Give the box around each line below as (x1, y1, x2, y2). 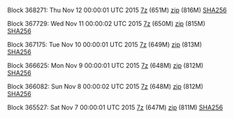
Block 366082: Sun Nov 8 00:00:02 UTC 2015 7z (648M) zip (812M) (7, 82, 204, 90)
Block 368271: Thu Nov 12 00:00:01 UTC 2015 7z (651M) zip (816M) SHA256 (7, 6, 227, 14)
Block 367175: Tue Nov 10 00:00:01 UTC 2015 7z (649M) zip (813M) (7, 40, 203, 48)
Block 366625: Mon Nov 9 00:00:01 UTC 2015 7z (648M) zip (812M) (7, 61, 204, 69)
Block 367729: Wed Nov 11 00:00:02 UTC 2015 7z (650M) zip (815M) (7, 20, 206, 27)
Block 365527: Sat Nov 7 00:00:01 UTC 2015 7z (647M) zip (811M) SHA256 (7, 103, 224, 111)
